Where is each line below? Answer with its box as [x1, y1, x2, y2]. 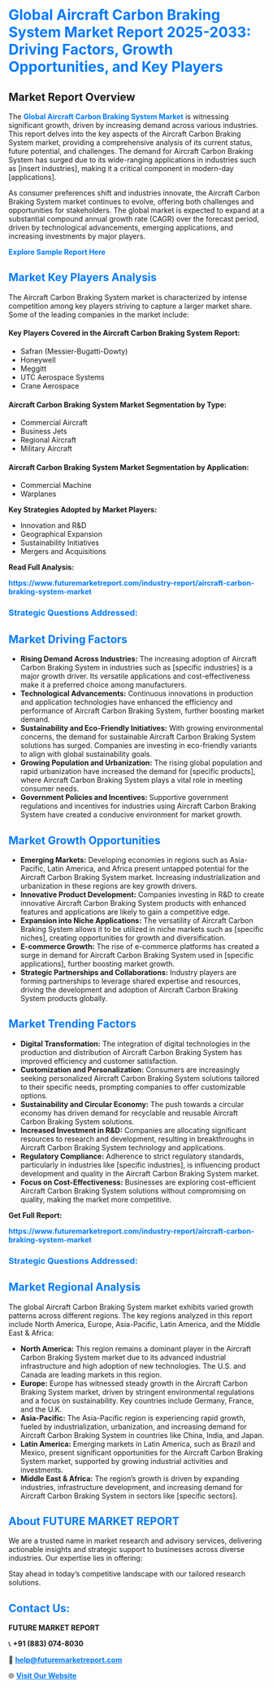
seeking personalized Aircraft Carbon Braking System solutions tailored [19, 1073, 260, 1083]
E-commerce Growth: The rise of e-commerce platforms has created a [19, 941, 260, 951]
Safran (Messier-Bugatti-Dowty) [19, 346, 128, 356]
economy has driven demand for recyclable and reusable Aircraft [19, 1108, 238, 1118]
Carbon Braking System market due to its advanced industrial [19, 1352, 226, 1362]
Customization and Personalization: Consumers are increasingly [19, 1065, 240, 1075]
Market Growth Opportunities [8, 833, 161, 847]
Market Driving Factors [8, 632, 128, 646]
